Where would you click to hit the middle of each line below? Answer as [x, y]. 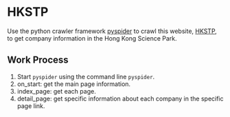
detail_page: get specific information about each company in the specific [120, 98]
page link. [31, 106]
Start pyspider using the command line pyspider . [86, 76]
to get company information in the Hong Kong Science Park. [92, 38]
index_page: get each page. [56, 91]
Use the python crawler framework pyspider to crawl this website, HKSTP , [112, 31]
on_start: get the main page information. [74, 84]
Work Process [38, 60]
